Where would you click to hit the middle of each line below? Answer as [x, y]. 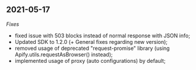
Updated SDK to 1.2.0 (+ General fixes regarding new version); [91, 42]
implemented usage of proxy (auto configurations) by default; [90, 61]
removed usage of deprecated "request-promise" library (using [92, 48]
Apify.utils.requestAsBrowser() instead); [64, 54]
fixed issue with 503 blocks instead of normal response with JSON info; [102, 36]
